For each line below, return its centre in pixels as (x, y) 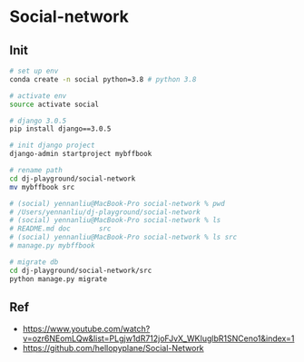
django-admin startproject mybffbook (81, 154)
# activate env (38, 96)
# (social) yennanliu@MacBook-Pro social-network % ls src (123, 238)
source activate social (54, 104)
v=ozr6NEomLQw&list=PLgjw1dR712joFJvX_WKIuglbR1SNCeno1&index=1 (158, 338)
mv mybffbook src (42, 187)
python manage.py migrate (58, 279)
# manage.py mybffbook (52, 246)
